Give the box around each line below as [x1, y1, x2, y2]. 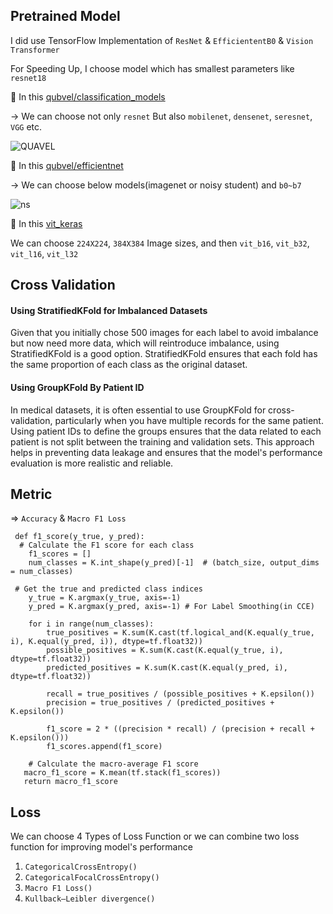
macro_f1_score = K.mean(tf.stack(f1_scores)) [23, 768, 222, 778]
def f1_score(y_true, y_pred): [14, 532, 145, 542]
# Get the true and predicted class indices [14, 584, 203, 594]
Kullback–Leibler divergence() [24, 894, 156, 904]
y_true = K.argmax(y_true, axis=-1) [28, 593, 182, 603]
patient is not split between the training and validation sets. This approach [10, 435, 315, 448]
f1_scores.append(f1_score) [46, 742, 163, 752]
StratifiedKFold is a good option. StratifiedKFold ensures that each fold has [10, 348, 318, 360]
